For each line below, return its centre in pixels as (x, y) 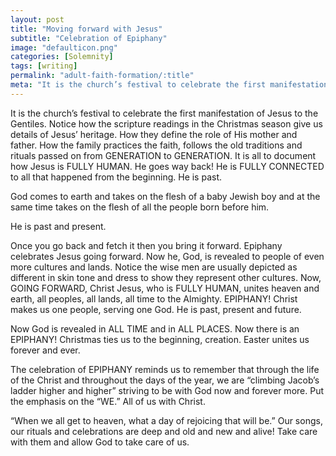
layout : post (37, 19)
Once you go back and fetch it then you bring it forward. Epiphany (146, 245)
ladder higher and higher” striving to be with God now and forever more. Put (167, 390)
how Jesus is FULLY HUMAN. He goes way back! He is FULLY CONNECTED (167, 166)
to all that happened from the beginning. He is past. (116, 177)
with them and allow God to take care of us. (100, 442)
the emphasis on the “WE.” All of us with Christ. (108, 401)
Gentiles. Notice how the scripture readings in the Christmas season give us (166, 123)
